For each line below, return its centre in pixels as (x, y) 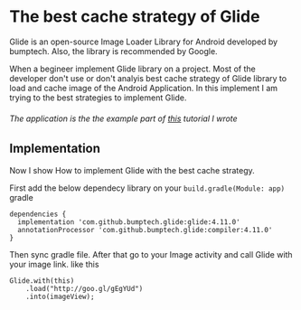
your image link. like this (54, 264)
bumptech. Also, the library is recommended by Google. (114, 51)
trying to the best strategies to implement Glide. (98, 98)
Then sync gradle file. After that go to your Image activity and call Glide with (151, 254)
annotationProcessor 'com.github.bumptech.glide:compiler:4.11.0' (145, 230)
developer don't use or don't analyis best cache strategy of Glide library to (148, 78)
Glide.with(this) (42, 281)
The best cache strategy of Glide (135, 17)
